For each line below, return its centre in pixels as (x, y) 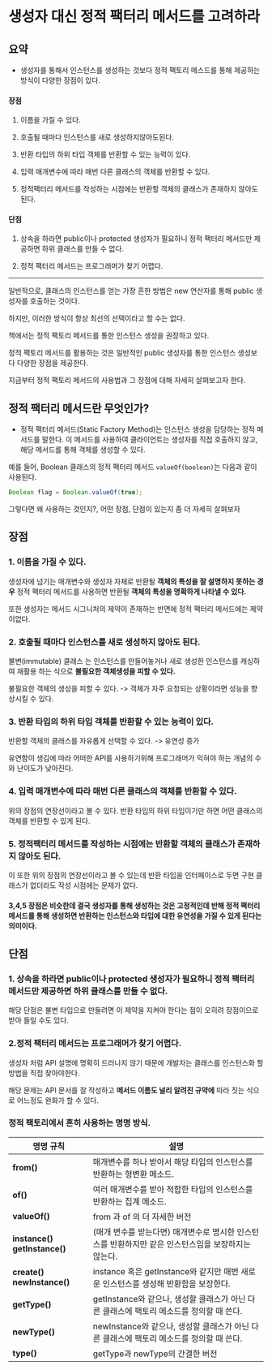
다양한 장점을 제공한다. (53, 363)
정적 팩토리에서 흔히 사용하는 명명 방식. (80, 1123)
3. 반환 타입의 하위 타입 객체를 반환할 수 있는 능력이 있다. (111, 722)
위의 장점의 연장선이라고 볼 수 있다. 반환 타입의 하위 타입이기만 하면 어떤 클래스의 (136, 810)
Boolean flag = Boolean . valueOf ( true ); (76, 493)
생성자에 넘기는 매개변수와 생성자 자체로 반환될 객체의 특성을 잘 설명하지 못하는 (132, 581)
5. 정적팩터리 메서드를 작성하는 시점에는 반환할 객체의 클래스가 (122, 843)
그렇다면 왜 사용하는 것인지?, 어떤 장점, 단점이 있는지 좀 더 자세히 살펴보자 (124, 509)
